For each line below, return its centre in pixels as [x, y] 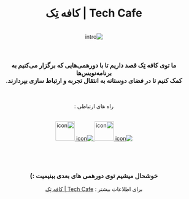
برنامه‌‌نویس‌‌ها [94, 73]
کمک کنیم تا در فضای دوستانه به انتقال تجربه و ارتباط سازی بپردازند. [94, 81]
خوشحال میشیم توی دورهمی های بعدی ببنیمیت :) [94, 176]
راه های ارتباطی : [94, 106]
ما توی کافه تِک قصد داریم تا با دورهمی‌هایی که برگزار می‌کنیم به [94, 66]
